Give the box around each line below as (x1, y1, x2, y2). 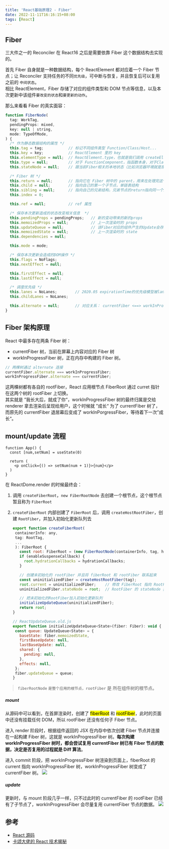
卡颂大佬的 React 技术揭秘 (12, 838, 67, 844)
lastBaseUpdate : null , (19, 643, 67, 648)
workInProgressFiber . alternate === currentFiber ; (5, 374, 112, 379)
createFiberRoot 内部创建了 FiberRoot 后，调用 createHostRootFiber (12, 509, 154, 516)
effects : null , (19, 661, 51, 666)
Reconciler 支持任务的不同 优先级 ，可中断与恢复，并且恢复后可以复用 (19, 73, 160, 79)
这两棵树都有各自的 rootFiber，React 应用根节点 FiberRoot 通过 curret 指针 (5, 384, 160, 390)
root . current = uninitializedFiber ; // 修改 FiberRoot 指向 (19, 582, 152, 587)
